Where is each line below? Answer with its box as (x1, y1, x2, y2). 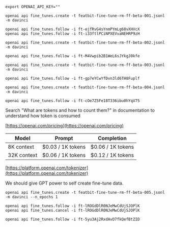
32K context (8, 152, 38, 158)
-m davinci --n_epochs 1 (5, 194, 58, 199)
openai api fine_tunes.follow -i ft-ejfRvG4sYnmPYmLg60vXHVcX (5, 27, 140, 32)
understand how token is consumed (5, 112, 80, 119)
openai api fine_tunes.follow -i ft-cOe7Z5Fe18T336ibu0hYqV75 (5, 98, 140, 103)
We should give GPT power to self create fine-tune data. (5, 180, 124, 186)
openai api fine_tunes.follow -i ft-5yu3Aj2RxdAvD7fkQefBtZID (5, 217, 140, 222)
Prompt (54, 135, 73, 142)
